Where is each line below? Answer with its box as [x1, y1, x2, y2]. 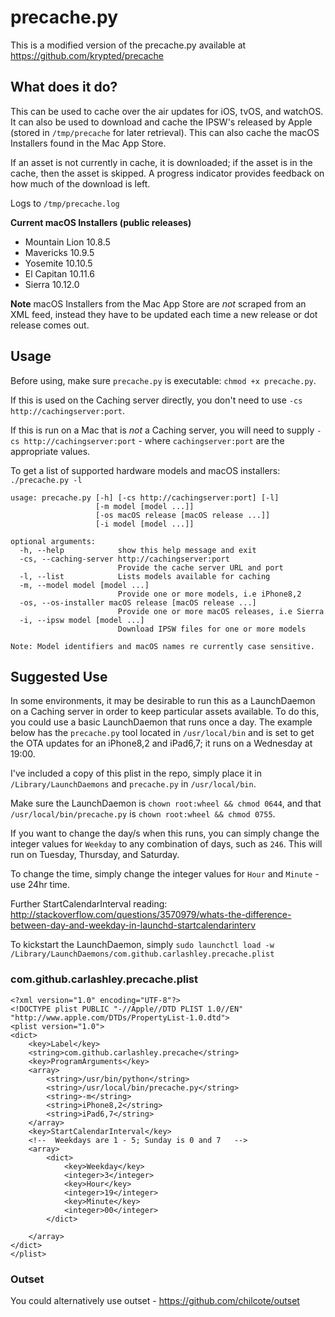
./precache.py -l [10, 475, 83, 485]
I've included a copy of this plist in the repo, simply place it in [10, 767, 262, 780]
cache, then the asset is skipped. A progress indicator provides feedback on [10, 167, 325, 179]
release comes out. [10, 319, 90, 331]
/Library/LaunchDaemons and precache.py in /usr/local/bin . [10, 778, 257, 790]
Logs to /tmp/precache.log [10, 197, 120, 209]
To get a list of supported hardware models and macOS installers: [10, 464, 281, 476]
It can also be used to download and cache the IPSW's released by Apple [10, 116, 313, 128]
